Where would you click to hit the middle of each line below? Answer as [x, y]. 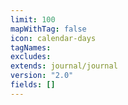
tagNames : [31, 47]
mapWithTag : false [48, 29]
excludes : [31, 57]
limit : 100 [33, 19]
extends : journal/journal [64, 66]
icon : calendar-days [53, 38]
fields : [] [33, 85]
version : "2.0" [42, 76]
